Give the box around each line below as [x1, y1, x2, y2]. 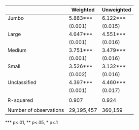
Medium [7, 47, 27, 53]
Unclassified [7, 79, 37, 86]
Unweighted [102, 6, 132, 13]
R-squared [7, 97, 34, 103]
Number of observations [7, 107, 64, 113]
